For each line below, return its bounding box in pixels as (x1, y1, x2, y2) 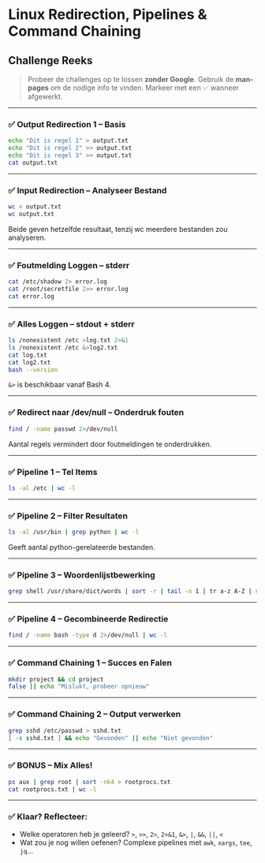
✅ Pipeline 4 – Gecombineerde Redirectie (8, 614, 169, 625)
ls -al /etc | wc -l (8, 484, 77, 492)
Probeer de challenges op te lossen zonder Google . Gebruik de (27, 75, 234, 84)
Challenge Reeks (8, 54, 93, 67)
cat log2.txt (8, 358, 51, 366)
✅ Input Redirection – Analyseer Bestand (8, 185, 167, 196)
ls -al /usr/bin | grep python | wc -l (8, 529, 140, 536)
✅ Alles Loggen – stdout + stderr (8, 318, 136, 329)
